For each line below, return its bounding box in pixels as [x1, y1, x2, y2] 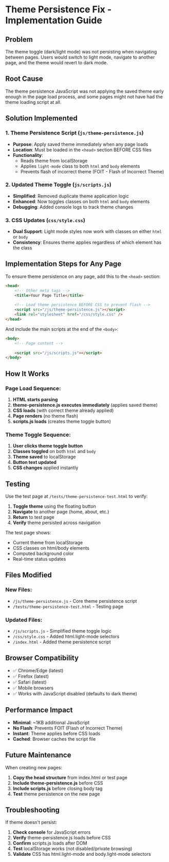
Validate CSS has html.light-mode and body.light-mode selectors [12, 851, 152, 857]
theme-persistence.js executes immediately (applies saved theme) [12, 402, 158, 408]
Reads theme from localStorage [20, 157, 88, 164]
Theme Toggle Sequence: [5, 431, 71, 438]
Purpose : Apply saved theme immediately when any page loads [12, 141, 148, 147]
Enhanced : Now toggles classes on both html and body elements [12, 198, 150, 204]
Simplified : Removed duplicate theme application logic [12, 193, 129, 199]
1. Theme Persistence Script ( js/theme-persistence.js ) [5, 130, 144, 137]
